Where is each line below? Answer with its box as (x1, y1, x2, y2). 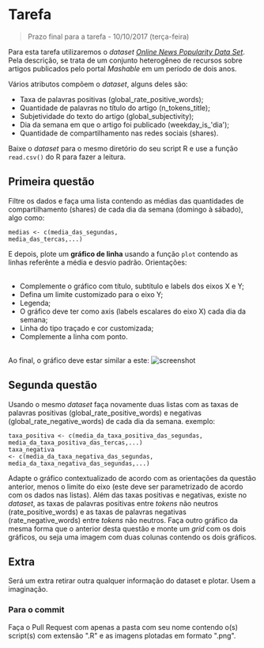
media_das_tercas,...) (8, 235, 83, 243)
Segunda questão (8, 379, 97, 392)
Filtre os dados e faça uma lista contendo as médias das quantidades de (8, 196, 244, 205)
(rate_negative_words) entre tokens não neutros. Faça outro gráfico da (8, 515, 239, 524)
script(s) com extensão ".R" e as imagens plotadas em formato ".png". (8, 631, 236, 640)
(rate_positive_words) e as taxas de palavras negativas (8, 507, 187, 516)
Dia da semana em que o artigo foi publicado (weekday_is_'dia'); (19, 120, 230, 129)
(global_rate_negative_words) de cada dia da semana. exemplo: (8, 416, 216, 425)
